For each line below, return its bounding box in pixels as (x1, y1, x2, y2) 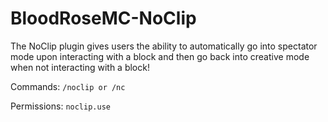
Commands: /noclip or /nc (10, 80, 126, 92)
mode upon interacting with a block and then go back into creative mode (10, 50, 310, 62)
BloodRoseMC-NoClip (10, 7, 197, 30)
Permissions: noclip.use (10, 100, 111, 112)
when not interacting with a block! (10, 61, 150, 73)
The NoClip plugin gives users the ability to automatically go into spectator (10, 40, 318, 52)
